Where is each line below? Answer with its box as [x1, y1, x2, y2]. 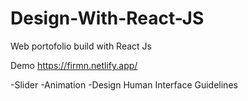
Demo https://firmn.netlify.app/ [10, 59, 138, 71]
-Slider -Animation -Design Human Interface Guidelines [10, 78, 238, 91]
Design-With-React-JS [10, 7, 205, 30]
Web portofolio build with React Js [10, 40, 152, 52]
